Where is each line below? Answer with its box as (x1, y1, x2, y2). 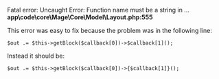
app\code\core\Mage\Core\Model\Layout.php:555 (7, 13, 153, 21)
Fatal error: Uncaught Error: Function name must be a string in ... (7, 6, 190, 14)
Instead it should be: (7, 52, 65, 60)
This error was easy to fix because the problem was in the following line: (7, 27, 213, 34)
